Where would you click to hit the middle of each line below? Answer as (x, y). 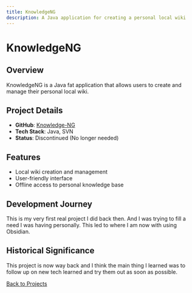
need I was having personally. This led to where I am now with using (92, 225)
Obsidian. (18, 231)
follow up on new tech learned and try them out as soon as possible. (92, 272)
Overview (25, 70)
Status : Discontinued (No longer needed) (67, 138)
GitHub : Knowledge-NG (45, 125)
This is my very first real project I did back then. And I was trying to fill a (96, 218)
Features (23, 157)
